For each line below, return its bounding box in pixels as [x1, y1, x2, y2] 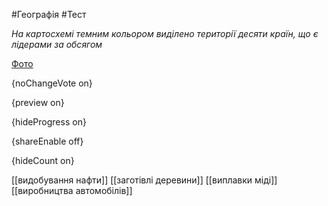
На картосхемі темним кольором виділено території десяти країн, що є [11, 28, 319, 39]
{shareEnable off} [11, 135, 84, 147]
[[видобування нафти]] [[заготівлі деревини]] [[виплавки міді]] [11, 174, 278, 186]
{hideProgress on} [11, 116, 87, 128]
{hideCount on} [11, 155, 75, 166]
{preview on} [11, 97, 65, 108]
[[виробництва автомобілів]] [11, 185, 133, 196]
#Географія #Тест [11, 9, 87, 20]
